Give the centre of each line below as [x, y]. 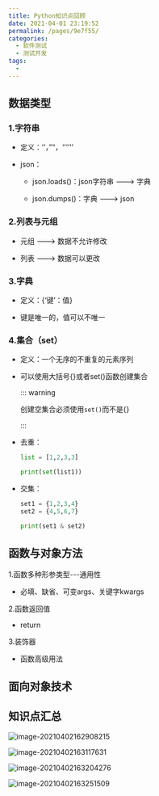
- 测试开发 [31, 53]
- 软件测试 [31, 46]
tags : [17, 61]
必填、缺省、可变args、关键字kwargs [82, 592]
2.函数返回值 [29, 609]
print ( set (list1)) [51, 472]
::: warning [38, 393]
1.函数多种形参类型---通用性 [55, 574]
